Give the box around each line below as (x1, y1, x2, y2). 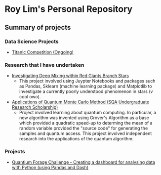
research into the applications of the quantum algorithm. (19, 136, 134, 142)
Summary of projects (4, 23, 71, 32)
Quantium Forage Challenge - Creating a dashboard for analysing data (11, 159, 155, 165)
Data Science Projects (4, 38, 59, 45)
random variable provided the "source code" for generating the (19, 125, 148, 131)
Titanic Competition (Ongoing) (11, 49, 74, 55)
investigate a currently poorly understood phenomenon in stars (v (19, 88, 153, 94)
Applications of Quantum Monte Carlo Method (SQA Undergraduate (11, 99, 150, 105)
